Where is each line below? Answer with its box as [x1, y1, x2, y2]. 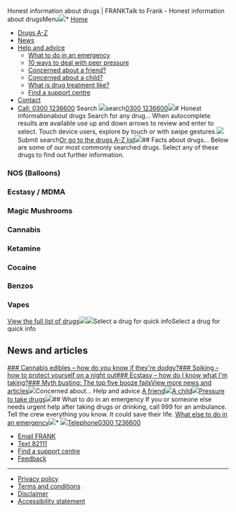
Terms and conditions [17, 482, 81, 490]
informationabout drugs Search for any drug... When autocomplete [17, 112, 211, 119]
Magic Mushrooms [7, 206, 73, 216]
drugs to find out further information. [17, 151, 124, 159]
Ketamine [7, 243, 41, 253]
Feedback [17, 454, 47, 463]
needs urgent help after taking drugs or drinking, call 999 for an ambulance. [7, 402, 227, 411]
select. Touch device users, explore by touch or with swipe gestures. [17, 127, 217, 136]
